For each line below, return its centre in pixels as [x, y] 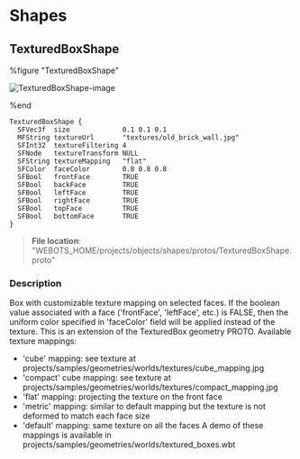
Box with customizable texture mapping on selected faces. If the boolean [145, 303]
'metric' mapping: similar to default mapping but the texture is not [144, 407]
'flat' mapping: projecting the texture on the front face [123, 397]
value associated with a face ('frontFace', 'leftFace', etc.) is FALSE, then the [149, 312]
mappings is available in [67, 435]
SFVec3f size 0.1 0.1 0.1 [92, 130]
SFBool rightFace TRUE [78, 201]
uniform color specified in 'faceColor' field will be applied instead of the [142, 322]
